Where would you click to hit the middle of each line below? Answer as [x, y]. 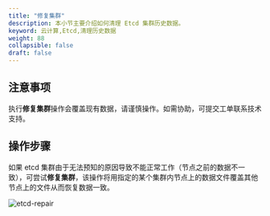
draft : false [30, 53]
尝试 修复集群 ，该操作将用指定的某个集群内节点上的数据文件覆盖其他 [145, 177]
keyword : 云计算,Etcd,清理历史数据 [62, 31]
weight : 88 [27, 38]
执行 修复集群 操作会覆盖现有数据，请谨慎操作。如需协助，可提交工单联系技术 [135, 108]
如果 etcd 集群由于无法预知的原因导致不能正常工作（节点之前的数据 [120, 167]
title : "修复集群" [37, 16]
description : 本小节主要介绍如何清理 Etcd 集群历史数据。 [96, 23]
